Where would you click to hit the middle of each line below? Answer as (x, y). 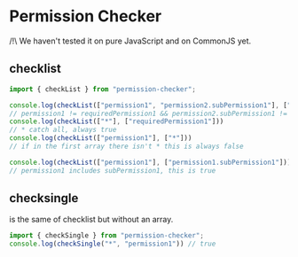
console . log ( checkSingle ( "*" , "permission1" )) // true (113, 244)
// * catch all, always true (63, 130)
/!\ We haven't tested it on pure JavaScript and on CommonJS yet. (130, 41)
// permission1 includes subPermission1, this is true (113, 170)
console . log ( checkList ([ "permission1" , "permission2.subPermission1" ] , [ (149, 105)
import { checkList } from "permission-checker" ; (103, 89)
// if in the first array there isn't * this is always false (126, 146)
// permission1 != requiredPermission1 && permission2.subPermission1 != (149, 113)
